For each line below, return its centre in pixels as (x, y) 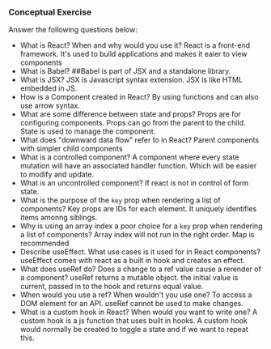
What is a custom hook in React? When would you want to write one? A (139, 312)
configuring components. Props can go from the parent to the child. (133, 123)
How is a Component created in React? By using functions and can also (139, 97)
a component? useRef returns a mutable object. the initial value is (129, 278)
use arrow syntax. (50, 106)
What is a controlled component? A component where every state (129, 157)
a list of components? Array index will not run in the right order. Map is (137, 235)
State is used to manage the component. (88, 131)
